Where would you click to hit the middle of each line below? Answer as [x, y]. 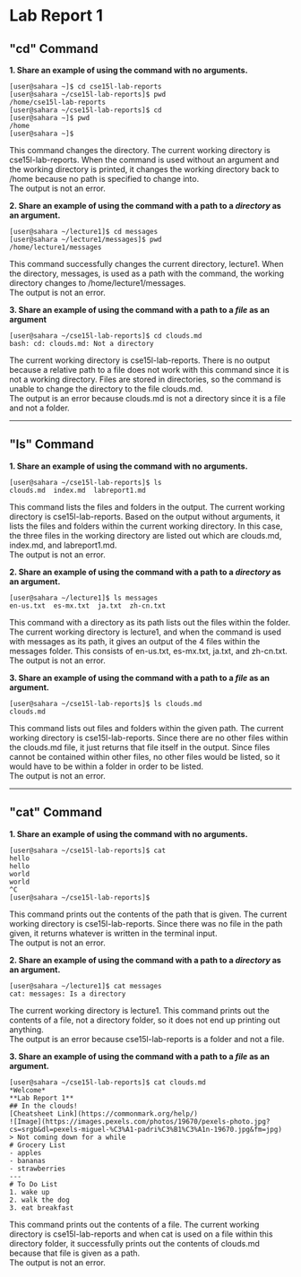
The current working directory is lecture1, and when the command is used [146, 632]
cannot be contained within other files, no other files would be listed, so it [145, 756]
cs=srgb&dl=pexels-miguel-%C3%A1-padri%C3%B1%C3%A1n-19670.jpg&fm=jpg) [146, 1129]
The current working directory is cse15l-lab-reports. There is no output [140, 360]
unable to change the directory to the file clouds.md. [106, 389]
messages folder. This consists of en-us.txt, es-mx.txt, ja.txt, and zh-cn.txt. [149, 651]
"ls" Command [52, 444]
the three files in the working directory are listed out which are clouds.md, [146, 535]
